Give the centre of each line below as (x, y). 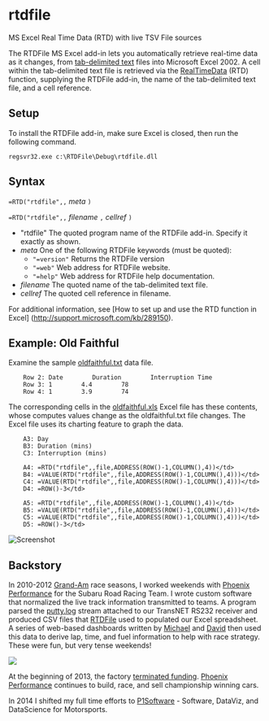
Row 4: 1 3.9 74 (76, 392)
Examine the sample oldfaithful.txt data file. (81, 363)
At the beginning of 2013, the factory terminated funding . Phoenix (118, 676)
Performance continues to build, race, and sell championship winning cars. (134, 685)
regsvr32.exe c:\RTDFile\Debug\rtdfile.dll (83, 156)
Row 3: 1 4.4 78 (76, 385)
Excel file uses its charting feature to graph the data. (96, 424)
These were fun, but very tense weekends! (80, 645)
